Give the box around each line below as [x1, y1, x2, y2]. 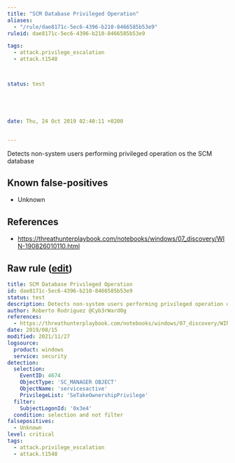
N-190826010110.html [17, 242, 80, 250]
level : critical [7, 431, 55, 438]
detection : [7, 359, 39, 366]
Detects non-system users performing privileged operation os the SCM [7, 149, 213, 158]
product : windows [13, 346, 64, 353]
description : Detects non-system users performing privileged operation [7, 300, 224, 307]
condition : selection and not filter [13, 411, 124, 418]
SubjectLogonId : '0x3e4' [20, 405, 92, 412]
